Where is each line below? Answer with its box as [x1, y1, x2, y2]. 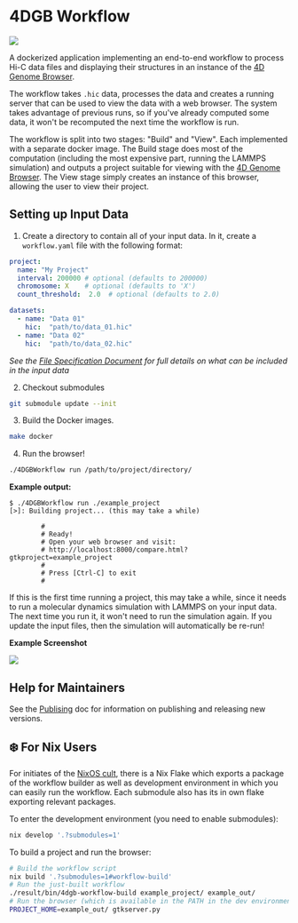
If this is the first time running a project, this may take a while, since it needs [9, 593, 286, 603]
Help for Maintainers [9, 680, 126, 695]
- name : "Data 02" [17, 330, 86, 339]
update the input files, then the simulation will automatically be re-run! [9, 620, 265, 632]
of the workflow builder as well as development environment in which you [9, 777, 278, 788]
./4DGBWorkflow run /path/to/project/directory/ [9, 465, 192, 474]
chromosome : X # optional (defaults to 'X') [17, 282, 197, 290]
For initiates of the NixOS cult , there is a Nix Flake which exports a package [9, 768, 285, 778]
